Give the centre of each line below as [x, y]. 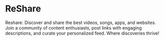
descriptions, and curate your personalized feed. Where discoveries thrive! [82, 33]
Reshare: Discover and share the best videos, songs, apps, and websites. [81, 22]
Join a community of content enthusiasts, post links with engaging [73, 27]
